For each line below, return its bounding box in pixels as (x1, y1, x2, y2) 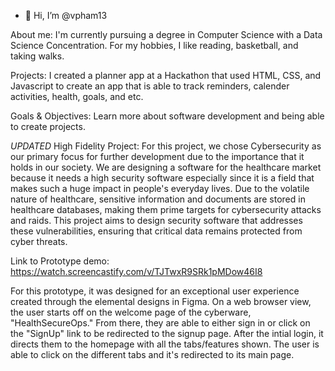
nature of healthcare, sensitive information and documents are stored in (10, 193, 306, 205)
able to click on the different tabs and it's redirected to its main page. (10, 349, 295, 360)
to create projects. (10, 121, 86, 132)
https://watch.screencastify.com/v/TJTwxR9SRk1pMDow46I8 (10, 266, 263, 277)
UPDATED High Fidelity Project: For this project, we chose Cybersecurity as (10, 140, 322, 152)
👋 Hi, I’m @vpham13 (24, 10, 108, 21)
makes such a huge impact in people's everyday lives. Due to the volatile (10, 183, 310, 194)
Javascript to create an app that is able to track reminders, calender (10, 80, 290, 92)
